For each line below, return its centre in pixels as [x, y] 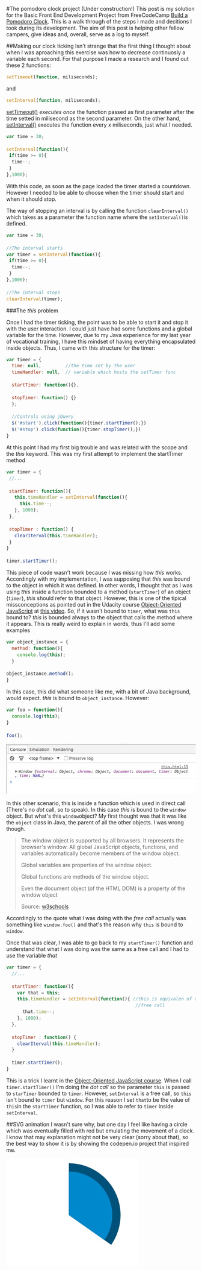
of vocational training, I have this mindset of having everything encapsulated [101, 341]
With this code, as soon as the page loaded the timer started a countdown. [99, 186]
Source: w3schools [45, 906]
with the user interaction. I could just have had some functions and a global [99, 329]
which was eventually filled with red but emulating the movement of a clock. [100, 1131]
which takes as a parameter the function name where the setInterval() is [97, 217]
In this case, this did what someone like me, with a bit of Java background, [99, 692]
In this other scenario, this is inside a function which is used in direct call [96, 803]
